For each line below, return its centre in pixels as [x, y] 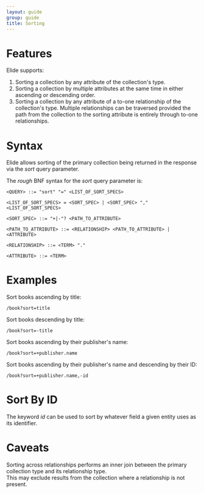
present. [17, 484]
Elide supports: [25, 70]
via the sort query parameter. [43, 169]
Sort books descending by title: [46, 320]
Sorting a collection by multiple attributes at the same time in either [99, 88]
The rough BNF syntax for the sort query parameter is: [75, 181]
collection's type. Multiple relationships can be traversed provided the [103, 108]
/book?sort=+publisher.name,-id [47, 376]
